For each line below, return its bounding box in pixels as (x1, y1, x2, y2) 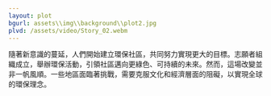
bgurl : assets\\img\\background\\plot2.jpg (8, 19, 157, 27)
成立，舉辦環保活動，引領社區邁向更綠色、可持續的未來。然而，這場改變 (15, 59, 256, 69)
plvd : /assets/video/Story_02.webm (8, 26, 128, 34)
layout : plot (8, 11, 52, 20)
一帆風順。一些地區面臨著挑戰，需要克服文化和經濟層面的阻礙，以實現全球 (15, 70, 263, 79)
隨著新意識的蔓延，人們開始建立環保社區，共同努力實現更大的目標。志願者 (8, 50, 256, 59)
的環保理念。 (8, 79, 51, 89)
